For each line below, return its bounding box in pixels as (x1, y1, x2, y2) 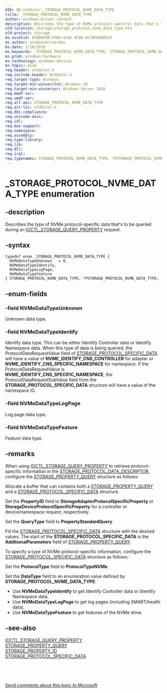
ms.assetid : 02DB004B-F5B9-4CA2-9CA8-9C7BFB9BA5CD (5, 35, 112, 40)
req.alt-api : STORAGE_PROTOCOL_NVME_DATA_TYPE (5, 100, 103, 105)
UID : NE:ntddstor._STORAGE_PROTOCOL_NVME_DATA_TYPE (5, 7, 114, 12)
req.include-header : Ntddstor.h (5, 72, 72, 77)
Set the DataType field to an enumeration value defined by (5, 573, 125, 579)
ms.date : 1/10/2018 (5, 44, 46, 49)
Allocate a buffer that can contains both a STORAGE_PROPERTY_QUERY (5, 483, 153, 489)
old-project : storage (5, 30, 50, 35)
